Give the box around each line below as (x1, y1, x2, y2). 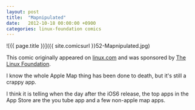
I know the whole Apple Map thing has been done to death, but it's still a (6, 72, 187, 79)
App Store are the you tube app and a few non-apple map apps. (6, 97, 165, 104)
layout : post (6, 8, 39, 15)
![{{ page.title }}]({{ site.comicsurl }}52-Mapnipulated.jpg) (6, 42, 150, 50)
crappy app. (6, 79, 36, 86)
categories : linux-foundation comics (6, 25, 102, 32)
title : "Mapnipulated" (6, 15, 67, 21)
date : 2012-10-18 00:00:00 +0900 (6, 20, 96, 26)
